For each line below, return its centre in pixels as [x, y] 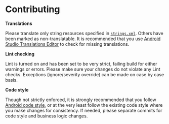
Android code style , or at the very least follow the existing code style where [84, 105]
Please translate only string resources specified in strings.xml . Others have [84, 33]
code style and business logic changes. [47, 116]
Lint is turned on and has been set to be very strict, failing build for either [81, 64]
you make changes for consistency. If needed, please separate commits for [84, 110]
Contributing [33, 9]
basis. [11, 80]
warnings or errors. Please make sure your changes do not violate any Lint [83, 69]
